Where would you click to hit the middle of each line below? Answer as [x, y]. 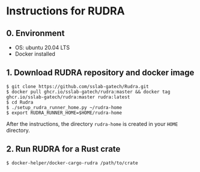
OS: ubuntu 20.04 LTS [42, 47]
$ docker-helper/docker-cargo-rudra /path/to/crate [72, 163]
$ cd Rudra [20, 102]
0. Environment [35, 33]
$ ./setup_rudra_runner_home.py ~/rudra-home [64, 107]
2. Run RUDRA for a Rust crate [63, 149]
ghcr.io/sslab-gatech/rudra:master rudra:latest [68, 97]
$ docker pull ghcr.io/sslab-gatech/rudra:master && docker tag [88, 92]
